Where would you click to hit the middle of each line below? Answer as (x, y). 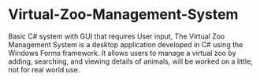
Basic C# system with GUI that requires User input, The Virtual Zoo (117, 36)
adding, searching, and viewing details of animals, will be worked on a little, (131, 61)
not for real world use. (44, 69)
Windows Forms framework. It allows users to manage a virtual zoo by (122, 53)
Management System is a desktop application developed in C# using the (126, 44)
